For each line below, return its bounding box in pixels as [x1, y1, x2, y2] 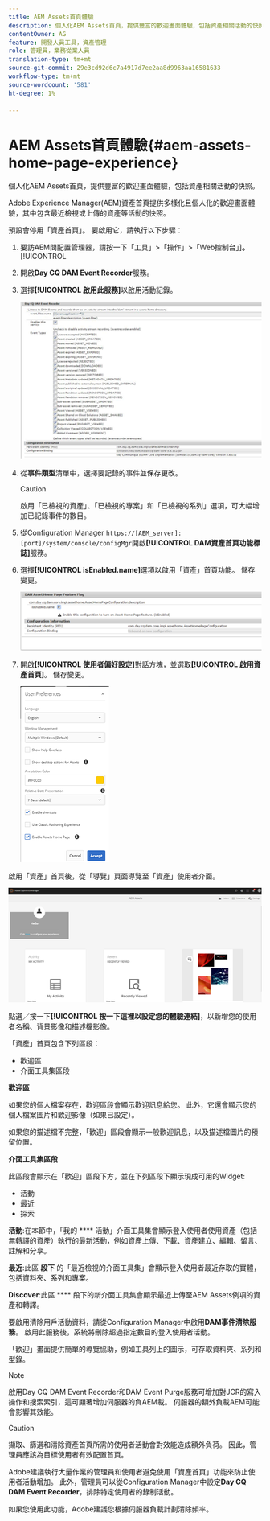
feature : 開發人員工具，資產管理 [8, 39, 107, 47]
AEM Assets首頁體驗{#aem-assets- [8, 136, 252, 154]
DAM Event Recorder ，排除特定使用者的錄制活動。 [8, 1486, 178, 1496]
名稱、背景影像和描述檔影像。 [14, 1022, 114, 1031]
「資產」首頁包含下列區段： [8, 1038, 100, 1048]
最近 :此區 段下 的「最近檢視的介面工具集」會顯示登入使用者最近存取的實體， [8, 1263, 261, 1272]
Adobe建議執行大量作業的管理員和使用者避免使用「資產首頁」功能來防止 [8, 1466, 249, 1476]
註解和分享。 [8, 1245, 51, 1255]
